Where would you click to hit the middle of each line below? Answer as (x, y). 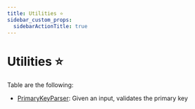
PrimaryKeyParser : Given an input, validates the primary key (102, 98)
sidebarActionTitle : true (51, 26)
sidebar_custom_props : (40, 20)
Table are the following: (40, 85)
